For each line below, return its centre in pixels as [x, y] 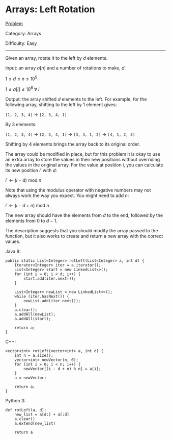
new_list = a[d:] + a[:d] [42, 414]
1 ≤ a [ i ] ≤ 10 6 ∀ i [22, 89]
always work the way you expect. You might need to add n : [67, 196]
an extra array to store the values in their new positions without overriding [83, 160]
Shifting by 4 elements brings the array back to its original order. [73, 144]
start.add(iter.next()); [50, 279]
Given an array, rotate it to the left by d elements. [56, 58]
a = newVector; [31, 378]
